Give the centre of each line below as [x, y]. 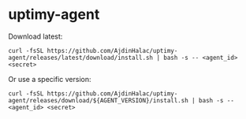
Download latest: [35, 36]
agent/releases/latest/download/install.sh [81, 58]
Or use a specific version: [50, 79]
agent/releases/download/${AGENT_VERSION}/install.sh [99, 100]
